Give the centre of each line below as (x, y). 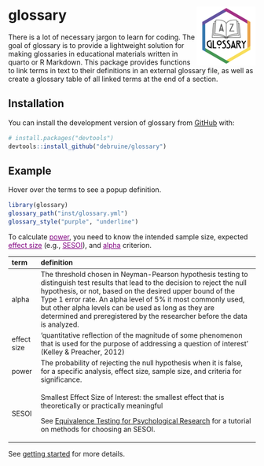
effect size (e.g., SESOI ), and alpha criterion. (80, 245)
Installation (36, 104)
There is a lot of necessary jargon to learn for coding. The (102, 37)
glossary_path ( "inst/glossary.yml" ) (68, 214)
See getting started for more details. (67, 453)
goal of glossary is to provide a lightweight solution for (96, 45)
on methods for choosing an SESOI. (98, 429)
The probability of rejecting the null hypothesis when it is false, (142, 363)
